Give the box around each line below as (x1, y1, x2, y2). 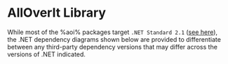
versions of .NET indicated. (7, 50, 86, 58)
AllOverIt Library (7, 5, 107, 21)
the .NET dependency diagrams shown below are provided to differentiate (7, 35, 221, 43)
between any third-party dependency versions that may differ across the (7, 42, 217, 51)
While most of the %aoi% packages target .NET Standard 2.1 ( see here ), (7, 28, 218, 36)
